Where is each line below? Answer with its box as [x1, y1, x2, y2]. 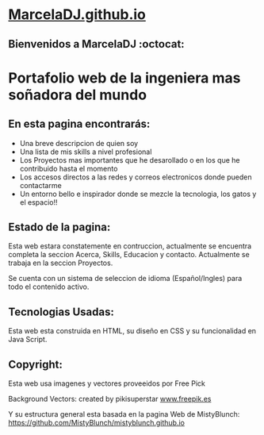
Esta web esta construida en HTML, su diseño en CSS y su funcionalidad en [8, 326, 256, 336]
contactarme [19, 180, 62, 190]
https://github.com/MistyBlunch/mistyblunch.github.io [8, 418, 185, 428]
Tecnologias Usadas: [8, 305, 115, 318]
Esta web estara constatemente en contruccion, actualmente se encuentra [8, 241, 252, 251]
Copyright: [8, 357, 63, 371]
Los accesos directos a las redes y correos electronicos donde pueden [19, 172, 252, 182]
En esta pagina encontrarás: [8, 117, 151, 131]
